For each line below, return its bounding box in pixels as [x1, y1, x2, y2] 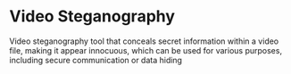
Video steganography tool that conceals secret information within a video [9, 36, 279, 46]
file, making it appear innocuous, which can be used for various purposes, [9, 45, 283, 55]
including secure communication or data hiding [9, 54, 183, 65]
